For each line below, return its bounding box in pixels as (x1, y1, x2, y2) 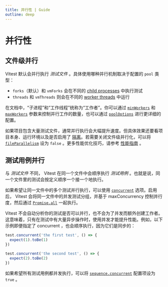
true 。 (5, 276, 20, 282)
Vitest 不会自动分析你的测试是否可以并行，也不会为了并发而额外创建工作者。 (5, 210, 163, 216)
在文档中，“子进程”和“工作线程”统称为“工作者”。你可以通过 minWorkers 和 (5, 104, 156, 110)
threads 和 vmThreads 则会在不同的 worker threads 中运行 (12, 93, 130, 100)
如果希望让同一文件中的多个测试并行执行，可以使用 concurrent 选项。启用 (5, 187, 157, 193)
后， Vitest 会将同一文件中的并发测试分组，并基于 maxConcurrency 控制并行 (5, 193, 162, 199)
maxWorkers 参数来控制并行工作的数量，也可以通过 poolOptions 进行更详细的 (5, 110, 161, 116)
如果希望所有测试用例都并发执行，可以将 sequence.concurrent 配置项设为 (5, 270, 155, 276)
